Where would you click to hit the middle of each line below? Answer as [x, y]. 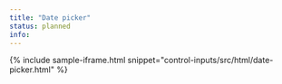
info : [19, 34]
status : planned [40, 26]
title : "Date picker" [50, 18]
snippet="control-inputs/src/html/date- [200, 61]
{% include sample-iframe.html [68, 61]
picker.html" [32, 70]
